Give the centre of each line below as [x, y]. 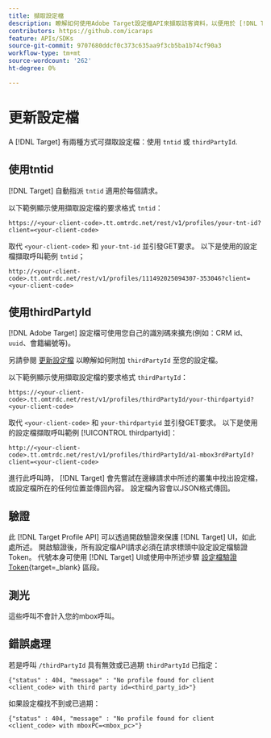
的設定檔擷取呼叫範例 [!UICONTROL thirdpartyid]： [93, 433]
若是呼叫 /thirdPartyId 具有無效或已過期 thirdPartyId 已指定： [114, 665]
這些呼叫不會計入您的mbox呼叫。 [64, 616]
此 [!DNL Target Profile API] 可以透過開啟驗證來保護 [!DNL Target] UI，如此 [132, 537]
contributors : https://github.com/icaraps [81, 31]
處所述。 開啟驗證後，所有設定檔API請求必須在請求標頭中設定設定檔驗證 [128, 547]
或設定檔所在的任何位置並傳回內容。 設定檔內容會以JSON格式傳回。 [122, 488]
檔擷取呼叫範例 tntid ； [47, 256]
